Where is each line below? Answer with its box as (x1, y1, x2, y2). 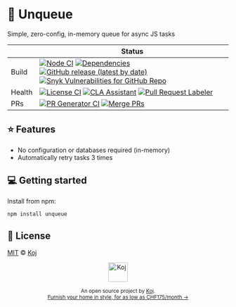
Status (121, 46, 144, 56)
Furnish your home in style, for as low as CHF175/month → (47, 294, 189, 301)
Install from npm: (7, 196, 56, 205)
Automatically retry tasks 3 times (17, 153, 113, 161)
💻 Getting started (7, 175, 87, 187)
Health (11, 87, 33, 97)
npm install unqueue (7, 211, 68, 218)
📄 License (7, 230, 51, 242)
